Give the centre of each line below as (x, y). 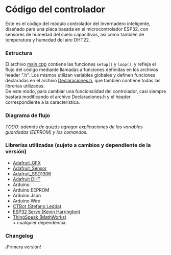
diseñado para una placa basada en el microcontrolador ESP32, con (77, 29)
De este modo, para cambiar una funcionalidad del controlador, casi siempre (86, 91)
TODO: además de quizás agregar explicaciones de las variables (74, 127)
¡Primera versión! (23, 247)
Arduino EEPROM (31, 190)
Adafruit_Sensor (30, 168)
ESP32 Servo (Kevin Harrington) (46, 212)
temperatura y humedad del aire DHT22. (48, 40)
